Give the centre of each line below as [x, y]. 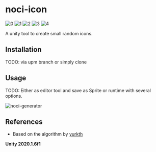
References [24, 122]
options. [14, 96]
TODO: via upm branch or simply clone [46, 62]
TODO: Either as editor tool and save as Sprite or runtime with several [78, 90]
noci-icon [26, 9]
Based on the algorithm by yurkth [48, 134]
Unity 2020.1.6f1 [23, 144]
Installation [23, 50]
